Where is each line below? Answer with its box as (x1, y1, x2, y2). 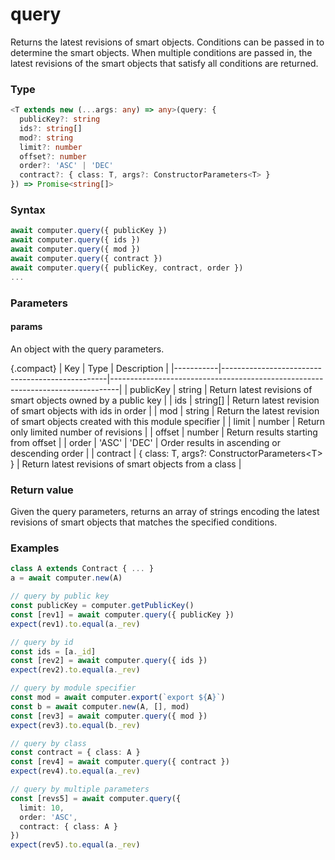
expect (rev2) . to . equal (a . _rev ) (10, 665, 141, 675)
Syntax (10, 203, 46, 217)
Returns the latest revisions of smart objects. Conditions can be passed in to (10, 36, 325, 48)
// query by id (10, 637, 74, 647)
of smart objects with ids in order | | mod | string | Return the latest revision (10, 404, 320, 417)
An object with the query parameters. (10, 343, 165, 355)
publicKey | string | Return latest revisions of (129, 383, 313, 395)
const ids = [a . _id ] (10, 646, 97, 657)
